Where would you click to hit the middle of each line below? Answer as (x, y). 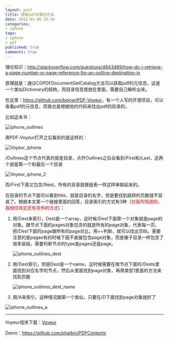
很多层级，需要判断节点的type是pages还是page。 (64, 243)
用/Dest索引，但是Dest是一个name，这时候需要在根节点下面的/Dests (84, 264)
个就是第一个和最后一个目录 (34, 164)
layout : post (19, 10)
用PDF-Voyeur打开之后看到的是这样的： (47, 137)
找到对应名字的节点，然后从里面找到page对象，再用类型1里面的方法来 (89, 270)
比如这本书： (18, 117)
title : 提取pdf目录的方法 (30, 15)
